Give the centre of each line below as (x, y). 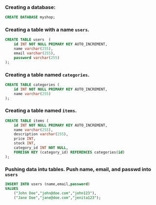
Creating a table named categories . (47, 75)
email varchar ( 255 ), (35, 53)
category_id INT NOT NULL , (41, 148)
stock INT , (25, 143)
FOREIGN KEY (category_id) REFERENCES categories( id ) (69, 152)
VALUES (12, 189)
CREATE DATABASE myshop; (30, 17)
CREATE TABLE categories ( (32, 85)
